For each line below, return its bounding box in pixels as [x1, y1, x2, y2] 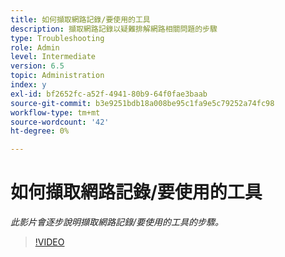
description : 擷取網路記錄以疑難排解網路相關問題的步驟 [10, 24, 218, 34]
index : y [10, 80, 47, 90]
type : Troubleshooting [10, 33, 105, 43]
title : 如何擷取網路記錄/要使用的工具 [10, 14, 151, 25]
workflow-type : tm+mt [10, 107, 101, 118]
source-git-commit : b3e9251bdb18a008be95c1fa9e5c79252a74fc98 [10, 98, 275, 108]
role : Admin [10, 42, 60, 53]
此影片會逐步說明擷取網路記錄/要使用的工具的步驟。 [10, 216, 225, 228]
